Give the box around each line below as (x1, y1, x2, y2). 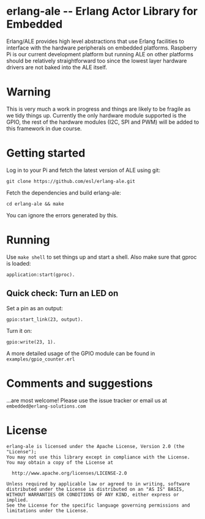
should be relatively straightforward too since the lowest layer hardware (6, 57, 187, 64)
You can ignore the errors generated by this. (6, 211, 118, 218)
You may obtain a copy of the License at (6, 460, 114, 466)
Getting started (6, 146, 86, 160)
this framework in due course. (6, 124, 82, 132)
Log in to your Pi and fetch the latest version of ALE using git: (6, 166, 161, 174)
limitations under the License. (6, 508, 89, 514)
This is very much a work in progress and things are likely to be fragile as (6, 105, 191, 113)
